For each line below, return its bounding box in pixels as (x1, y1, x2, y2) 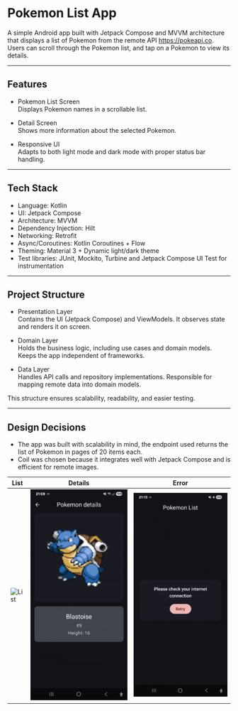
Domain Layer (17, 336, 59, 345)
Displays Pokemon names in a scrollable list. (17, 104, 147, 113)
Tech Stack (7, 183, 58, 195)
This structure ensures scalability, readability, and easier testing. (7, 394, 195, 403)
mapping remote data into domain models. (17, 380, 142, 389)
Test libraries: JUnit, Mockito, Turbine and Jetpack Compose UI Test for (17, 254, 227, 262)
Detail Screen (17, 119, 57, 127)
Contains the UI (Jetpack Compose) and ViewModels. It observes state (17, 315, 225, 324)
